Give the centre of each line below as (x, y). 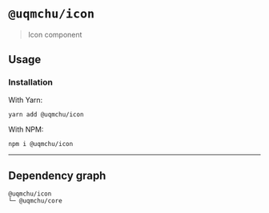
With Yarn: (26, 100)
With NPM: (26, 129)
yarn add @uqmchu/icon (46, 114)
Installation (31, 82)
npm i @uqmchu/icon (41, 144)
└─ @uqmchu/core (35, 201)
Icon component (55, 34)
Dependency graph (57, 176)
